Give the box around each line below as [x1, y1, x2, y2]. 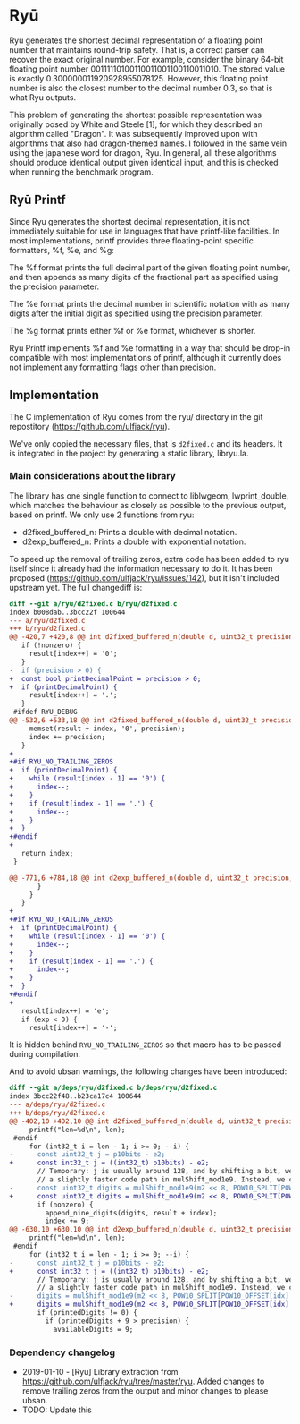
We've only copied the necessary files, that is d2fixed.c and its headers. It [9, 438, 283, 448]
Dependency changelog [9, 1346, 116, 1359]
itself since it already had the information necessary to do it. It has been [9, 563, 273, 574]
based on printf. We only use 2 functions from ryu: [9, 509, 195, 520]
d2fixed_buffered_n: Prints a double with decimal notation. [21, 526, 237, 537]
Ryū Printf [9, 192, 66, 208]
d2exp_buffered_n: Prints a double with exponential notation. [21, 536, 246, 547]
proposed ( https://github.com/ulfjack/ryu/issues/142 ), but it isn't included [9, 572, 279, 583]
